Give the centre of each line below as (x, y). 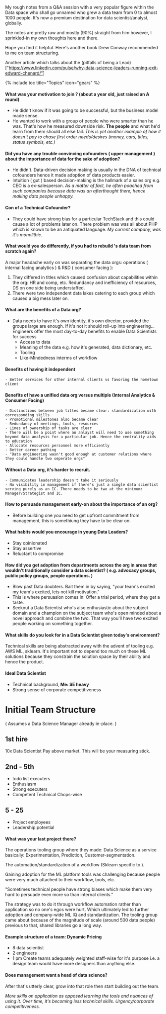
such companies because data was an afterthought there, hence (79, 191)
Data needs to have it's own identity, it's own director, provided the (81, 321)
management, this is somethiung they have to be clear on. (71, 520)
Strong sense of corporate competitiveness (57, 690)
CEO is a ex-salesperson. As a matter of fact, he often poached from (83, 185)
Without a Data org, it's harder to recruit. (48, 470)
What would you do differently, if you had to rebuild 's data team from (78, 246)
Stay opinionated (29, 543)
